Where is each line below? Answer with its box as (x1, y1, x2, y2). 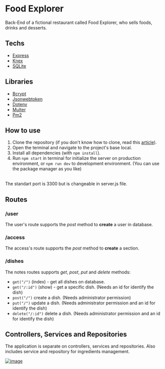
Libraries (5, 78, 33, 86)
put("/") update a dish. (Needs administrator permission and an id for (12, 300, 156, 306)
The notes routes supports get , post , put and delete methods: (5, 269, 131, 275)
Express (12, 52, 29, 58)
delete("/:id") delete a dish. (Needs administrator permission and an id (12, 310, 161, 316)
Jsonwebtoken (12, 96, 43, 102)
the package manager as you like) (12, 166, 82, 172)
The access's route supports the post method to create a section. (5, 245, 140, 251)
